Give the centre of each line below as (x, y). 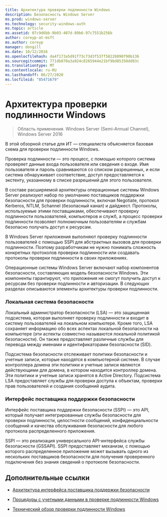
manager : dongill (23, 47)
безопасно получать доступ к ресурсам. (49, 227)
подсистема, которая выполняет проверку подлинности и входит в (77, 317)
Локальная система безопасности (49, 301)
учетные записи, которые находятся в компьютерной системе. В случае (83, 359)
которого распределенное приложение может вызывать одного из (77, 451)
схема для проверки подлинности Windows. (52, 149)
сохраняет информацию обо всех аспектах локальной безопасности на (82, 328)
